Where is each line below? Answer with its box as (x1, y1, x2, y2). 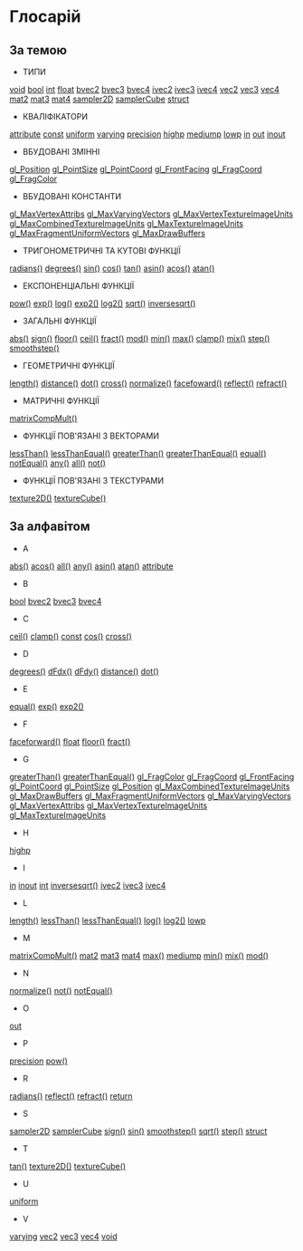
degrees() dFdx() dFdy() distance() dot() (9, 666, 160, 677)
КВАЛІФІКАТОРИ (22, 111, 89, 121)
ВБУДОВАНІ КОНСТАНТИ (22, 191, 122, 201)
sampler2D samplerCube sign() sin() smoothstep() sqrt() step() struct (9, 1125, 268, 1136)
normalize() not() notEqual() (9, 985, 113, 996)
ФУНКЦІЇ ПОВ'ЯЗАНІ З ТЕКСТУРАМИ (22, 476, 165, 486)
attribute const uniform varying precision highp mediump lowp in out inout (9, 129, 287, 140)
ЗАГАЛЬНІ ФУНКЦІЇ (22, 315, 97, 326)
